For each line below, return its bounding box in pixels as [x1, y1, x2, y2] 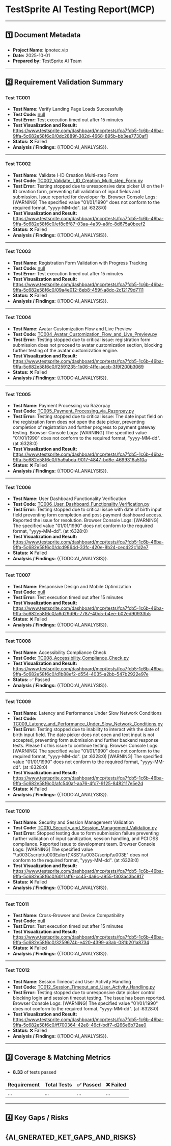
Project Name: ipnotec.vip [12, 47, 69, 53]
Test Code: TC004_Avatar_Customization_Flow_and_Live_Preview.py [12, 331, 158, 337]
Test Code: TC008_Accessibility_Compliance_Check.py [12, 655, 129, 661]
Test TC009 [5, 698, 32, 705]
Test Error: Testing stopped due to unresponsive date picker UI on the [12, 183, 160, 189]
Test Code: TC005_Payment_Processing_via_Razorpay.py [12, 408, 134, 414]
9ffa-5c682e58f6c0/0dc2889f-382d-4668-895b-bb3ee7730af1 [12, 133, 148, 139]
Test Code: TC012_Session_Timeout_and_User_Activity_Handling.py [12, 984, 155, 990]
